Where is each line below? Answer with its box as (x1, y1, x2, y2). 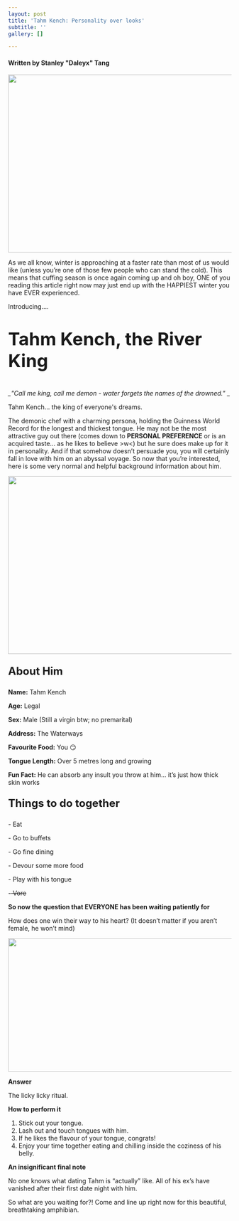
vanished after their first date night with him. (8, 1184, 138, 1193)
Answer (8, 1077, 32, 1086)
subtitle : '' (8, 23, 47, 31)
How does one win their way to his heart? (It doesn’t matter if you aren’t (8, 916, 218, 925)
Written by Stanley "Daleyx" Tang (8, 58, 110, 67)
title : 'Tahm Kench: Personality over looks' (8, 17, 145, 24)
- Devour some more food (8, 862, 84, 870)
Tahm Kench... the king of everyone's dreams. (8, 403, 143, 411)
